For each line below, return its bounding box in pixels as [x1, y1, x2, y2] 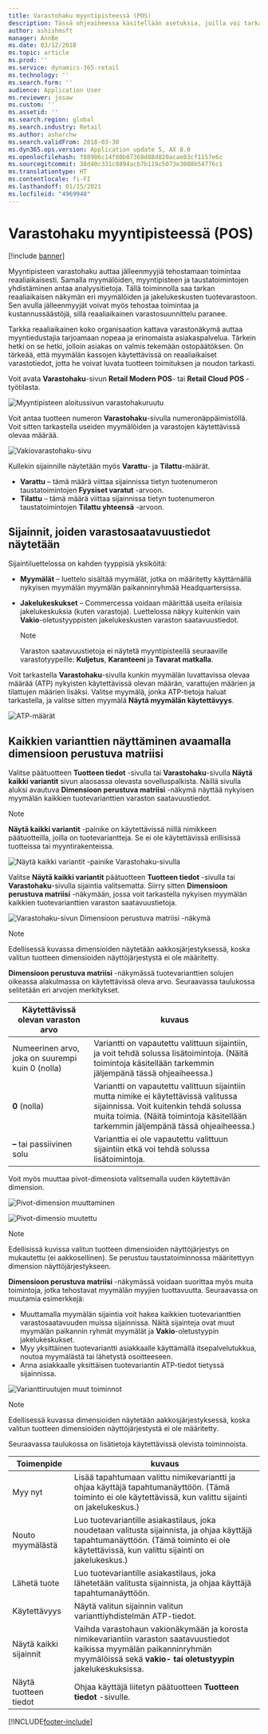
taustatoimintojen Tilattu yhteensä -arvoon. [19, 502, 165, 511]
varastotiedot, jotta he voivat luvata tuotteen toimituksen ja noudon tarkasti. [8, 358, 257, 368]
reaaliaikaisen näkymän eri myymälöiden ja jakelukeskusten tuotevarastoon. [8, 292, 258, 301]
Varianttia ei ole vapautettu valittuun [93, 1134, 229, 1145]
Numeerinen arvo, [12, 1043, 80, 1054]
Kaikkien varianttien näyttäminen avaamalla [8, 734, 231, 748]
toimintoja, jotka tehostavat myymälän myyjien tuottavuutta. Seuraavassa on [8, 1286, 258, 1295]
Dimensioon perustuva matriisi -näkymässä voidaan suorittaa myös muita [8, 1277, 254, 1287]
